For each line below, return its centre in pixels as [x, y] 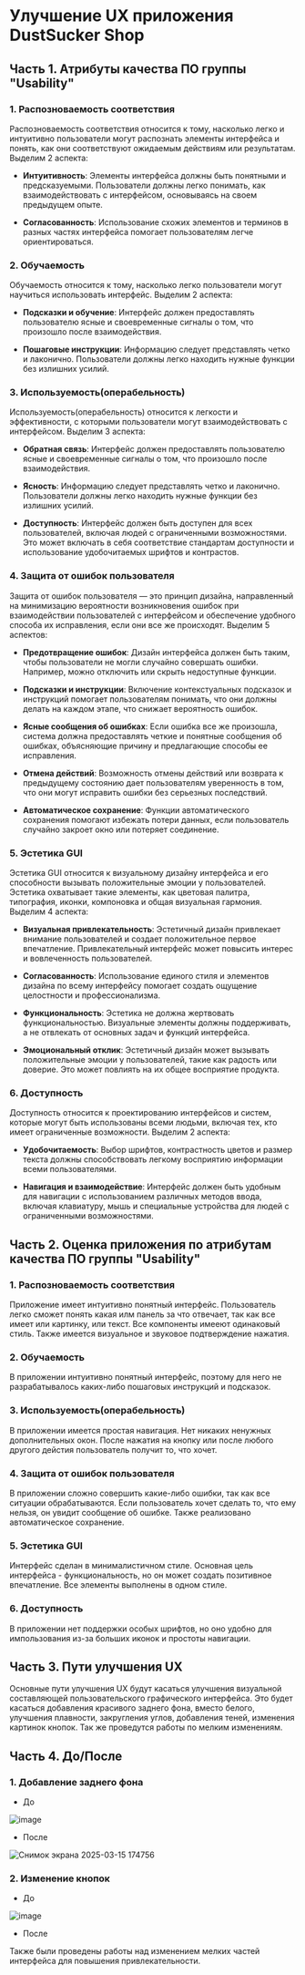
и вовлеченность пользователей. [87, 959]
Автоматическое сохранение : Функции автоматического [136, 810]
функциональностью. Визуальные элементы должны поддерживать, [157, 1023]
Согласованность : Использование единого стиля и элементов [146, 976]
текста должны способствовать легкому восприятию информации [153, 1159]
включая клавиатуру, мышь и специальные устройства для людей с [156, 1206]
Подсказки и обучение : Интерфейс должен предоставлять [138, 313]
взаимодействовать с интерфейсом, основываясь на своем [140, 195]
